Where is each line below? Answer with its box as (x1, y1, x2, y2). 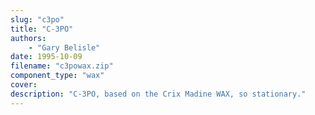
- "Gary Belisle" (28, 42, 101, 53)
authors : (10, 33, 47, 43)
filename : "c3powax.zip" (10, 61, 114, 71)
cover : (10, 80, 38, 90)
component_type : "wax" (10, 71, 105, 81)
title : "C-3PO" (10, 24, 74, 34)
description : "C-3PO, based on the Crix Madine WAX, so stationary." (10, 89, 307, 99)
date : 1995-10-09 (10, 52, 83, 62)
